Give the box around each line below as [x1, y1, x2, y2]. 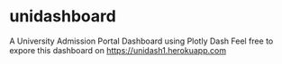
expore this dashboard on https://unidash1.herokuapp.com [9, 44, 227, 55]
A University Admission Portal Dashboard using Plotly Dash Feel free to [9, 36, 274, 46]
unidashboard [9, 6, 117, 27]
